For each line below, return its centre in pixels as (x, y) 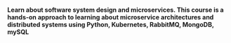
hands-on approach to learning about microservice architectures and (111, 17)
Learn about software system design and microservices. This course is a (115, 10)
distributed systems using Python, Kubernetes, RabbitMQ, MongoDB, (111, 24)
